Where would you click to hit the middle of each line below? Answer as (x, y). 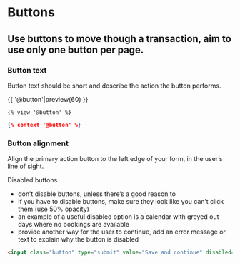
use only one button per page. (76, 50)
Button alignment (38, 143)
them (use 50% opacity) (53, 209)
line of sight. (26, 166)
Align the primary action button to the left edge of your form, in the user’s (115, 159)
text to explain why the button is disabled (78, 239)
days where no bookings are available (74, 225)
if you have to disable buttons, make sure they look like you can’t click (121, 202)
